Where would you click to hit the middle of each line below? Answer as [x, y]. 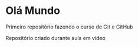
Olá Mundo [33, 11]
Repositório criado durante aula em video [56, 38]
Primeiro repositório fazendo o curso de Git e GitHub [69, 27]
